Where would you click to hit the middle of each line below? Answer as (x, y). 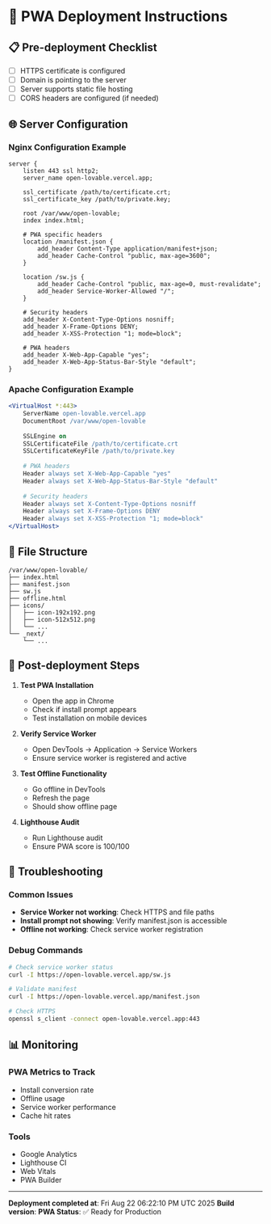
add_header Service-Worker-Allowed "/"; (106, 291)
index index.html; (54, 220)
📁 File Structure (48, 552)
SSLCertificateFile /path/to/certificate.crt (101, 444)
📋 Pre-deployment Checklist (83, 47)
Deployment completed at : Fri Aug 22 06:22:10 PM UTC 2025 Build (121, 1203)
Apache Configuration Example (71, 389)
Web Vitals (38, 1171)
